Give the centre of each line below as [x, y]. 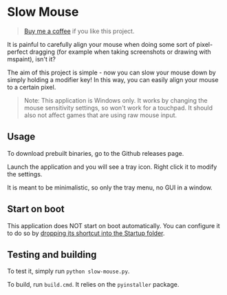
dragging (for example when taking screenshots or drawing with [120, 52]
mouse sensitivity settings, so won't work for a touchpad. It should [118, 108]
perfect [18, 52]
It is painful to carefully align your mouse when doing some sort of [101, 44]
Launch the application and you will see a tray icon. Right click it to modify [112, 167]
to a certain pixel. [32, 87]
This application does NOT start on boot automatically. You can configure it [113, 225]
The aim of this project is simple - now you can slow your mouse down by [112, 72]
